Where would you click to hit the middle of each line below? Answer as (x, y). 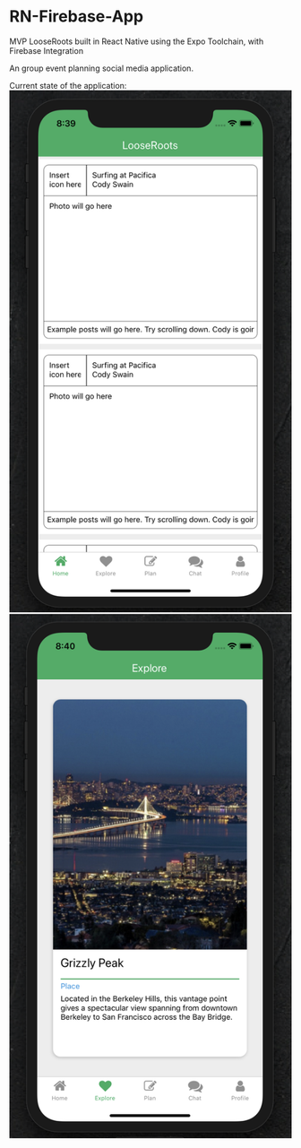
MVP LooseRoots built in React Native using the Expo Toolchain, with (137, 41)
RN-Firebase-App (77, 17)
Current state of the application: (68, 85)
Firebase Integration (46, 50)
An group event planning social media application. (102, 68)
